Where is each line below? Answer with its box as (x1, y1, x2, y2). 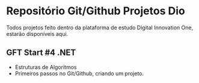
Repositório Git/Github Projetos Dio (6, 4, 185, 18)
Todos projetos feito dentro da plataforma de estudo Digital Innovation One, (6, 24, 194, 31)
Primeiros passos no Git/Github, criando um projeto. (14, 70, 144, 77)
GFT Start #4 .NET (6, 48, 76, 58)
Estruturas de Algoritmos (14, 63, 77, 70)
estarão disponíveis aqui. (6, 30, 69, 37)
